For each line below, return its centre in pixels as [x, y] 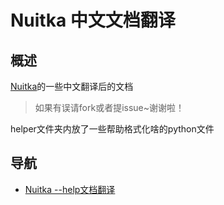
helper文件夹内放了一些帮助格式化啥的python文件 [112, 129]
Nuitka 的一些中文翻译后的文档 [72, 86]
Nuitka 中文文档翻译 [93, 20]
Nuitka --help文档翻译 [70, 189]
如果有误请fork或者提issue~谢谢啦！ [109, 107]
